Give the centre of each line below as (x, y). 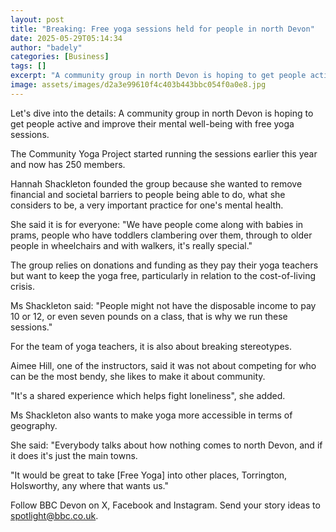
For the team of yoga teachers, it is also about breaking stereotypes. (151, 346)
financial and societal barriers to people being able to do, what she (148, 194)
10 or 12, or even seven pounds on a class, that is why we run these (149, 316)
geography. (34, 425)
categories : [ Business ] (60, 57)
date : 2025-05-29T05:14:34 (66, 38)
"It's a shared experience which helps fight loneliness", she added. (148, 395)
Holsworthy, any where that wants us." (89, 485)
